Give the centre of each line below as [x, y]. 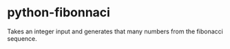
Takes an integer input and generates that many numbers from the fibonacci [115, 31]
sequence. [22, 38]
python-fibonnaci [59, 13]
